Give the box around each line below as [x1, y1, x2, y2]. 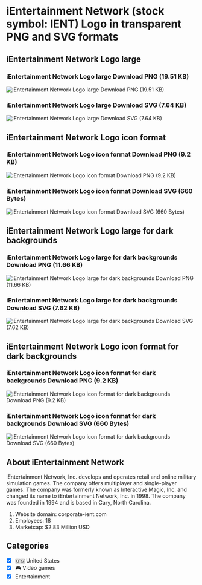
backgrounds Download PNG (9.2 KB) [6, 376, 119, 385]
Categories [6, 541, 49, 551]
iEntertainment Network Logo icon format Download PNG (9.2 [6, 150, 191, 159]
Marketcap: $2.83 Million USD [14, 523, 90, 531]
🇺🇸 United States [14, 557, 60, 564]
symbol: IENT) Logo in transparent [6, 17, 182, 31]
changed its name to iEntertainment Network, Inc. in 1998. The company [6, 492, 186, 500]
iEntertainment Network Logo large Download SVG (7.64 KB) [6, 101, 187, 109]
